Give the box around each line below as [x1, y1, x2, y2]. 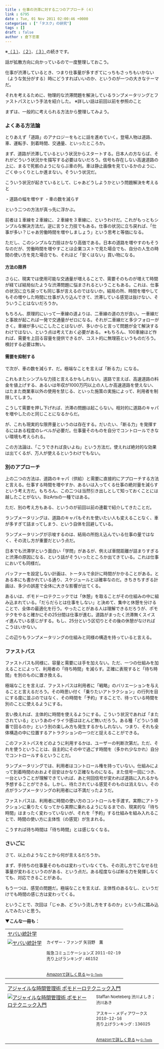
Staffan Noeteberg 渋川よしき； [96, 994, 156, 999]
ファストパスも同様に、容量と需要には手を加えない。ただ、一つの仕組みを [5, 660, 155, 666]
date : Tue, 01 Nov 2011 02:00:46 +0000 [5, 16, 89, 21]
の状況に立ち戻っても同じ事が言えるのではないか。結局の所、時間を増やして [5, 288, 159, 294]
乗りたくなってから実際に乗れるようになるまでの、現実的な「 [26, 804, 150, 810]
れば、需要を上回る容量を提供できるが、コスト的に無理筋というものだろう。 [5, 335, 159, 341]
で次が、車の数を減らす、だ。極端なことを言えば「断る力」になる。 [5, 365, 142, 371]
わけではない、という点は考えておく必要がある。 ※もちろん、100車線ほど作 [5, 329, 157, 335]
